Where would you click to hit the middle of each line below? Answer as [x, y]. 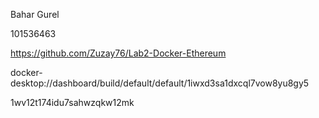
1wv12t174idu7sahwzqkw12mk [72, 102]
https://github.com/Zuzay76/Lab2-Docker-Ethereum [118, 53]
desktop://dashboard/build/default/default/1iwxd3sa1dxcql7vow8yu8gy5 [160, 83]
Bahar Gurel [35, 14]
